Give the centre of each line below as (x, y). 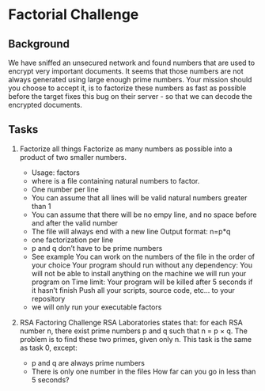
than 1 (41, 206)
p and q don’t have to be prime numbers (97, 248)
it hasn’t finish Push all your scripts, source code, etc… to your (133, 290)
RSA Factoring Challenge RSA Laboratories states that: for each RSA (131, 322)
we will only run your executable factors (97, 307)
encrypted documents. (45, 105)
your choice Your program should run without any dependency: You (142, 265)
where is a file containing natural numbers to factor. (115, 180)
